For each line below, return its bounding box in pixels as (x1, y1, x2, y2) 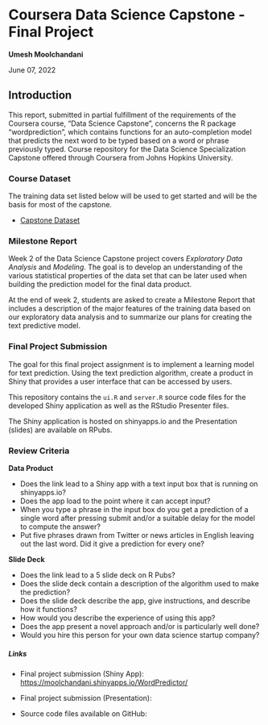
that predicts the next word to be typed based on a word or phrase (8, 135, 229, 145)
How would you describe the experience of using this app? (19, 613, 216, 623)
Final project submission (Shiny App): (19, 669, 145, 678)
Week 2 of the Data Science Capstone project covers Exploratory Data (8, 254, 243, 264)
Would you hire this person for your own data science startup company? (19, 630, 260, 640)
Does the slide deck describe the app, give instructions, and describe (19, 595, 251, 606)
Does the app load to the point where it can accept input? (19, 496, 211, 506)
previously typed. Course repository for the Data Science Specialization (8, 144, 246, 154)
